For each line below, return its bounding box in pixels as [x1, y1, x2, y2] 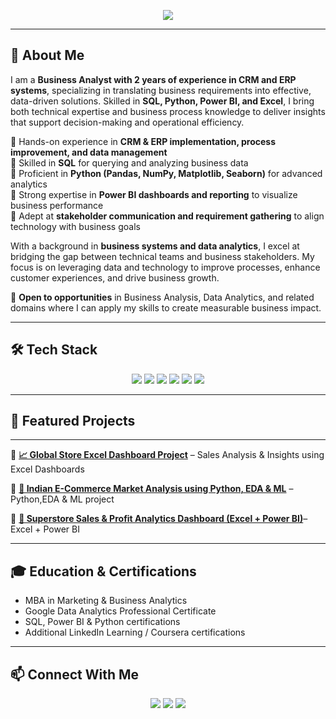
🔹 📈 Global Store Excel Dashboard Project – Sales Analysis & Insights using [10, 449, 325, 461]
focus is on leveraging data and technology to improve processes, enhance [10, 261, 321, 273]
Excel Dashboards [10, 463, 85, 475]
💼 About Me [10, 47, 85, 64]
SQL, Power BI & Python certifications [24, 616, 181, 628]
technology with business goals [10, 220, 141, 232]
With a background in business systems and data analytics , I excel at [10, 240, 300, 252]
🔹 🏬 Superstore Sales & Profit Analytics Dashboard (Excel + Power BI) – [10, 513, 308, 525]
